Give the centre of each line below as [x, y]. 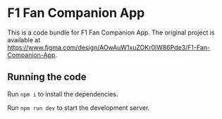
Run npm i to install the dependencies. [63, 94]
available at [24, 39]
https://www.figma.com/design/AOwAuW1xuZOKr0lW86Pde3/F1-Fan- [109, 47]
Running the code [47, 77]
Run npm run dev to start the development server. [79, 108]
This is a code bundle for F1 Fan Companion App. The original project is [111, 32]
